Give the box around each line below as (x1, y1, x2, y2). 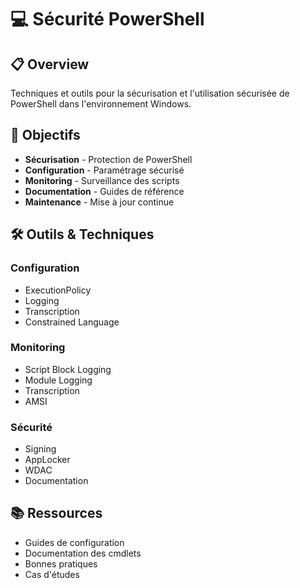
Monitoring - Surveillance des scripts (24, 174, 180, 186)
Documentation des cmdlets (24, 547, 142, 559)
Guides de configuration (24, 536, 125, 548)
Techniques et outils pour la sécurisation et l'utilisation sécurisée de (10, 87, 290, 99)
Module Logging (24, 374, 93, 386)
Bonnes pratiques (24, 557, 98, 570)
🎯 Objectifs (10, 127, 81, 144)
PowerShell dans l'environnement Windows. (10, 98, 192, 110)
